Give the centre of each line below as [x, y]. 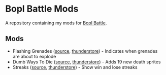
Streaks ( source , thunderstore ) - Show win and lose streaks [75, 67]
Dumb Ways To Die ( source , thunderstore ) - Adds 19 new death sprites [87, 62]
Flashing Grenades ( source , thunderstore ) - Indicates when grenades [85, 51]
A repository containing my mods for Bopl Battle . [56, 23]
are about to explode [34, 56]
